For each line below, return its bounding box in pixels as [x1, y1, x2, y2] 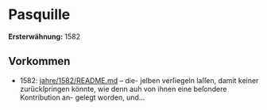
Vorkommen [8, 55, 71, 68]
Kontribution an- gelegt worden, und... [19, 93, 145, 102]
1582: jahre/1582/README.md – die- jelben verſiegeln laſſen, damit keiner [19, 75, 259, 85]
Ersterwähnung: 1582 [8, 32, 81, 41]
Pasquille [8, 6, 71, 24]
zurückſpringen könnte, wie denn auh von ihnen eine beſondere [19, 84, 227, 93]
